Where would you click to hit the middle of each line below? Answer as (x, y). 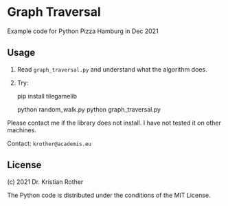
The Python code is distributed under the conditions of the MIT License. (109, 195)
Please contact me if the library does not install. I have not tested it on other (114, 123)
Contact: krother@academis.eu (49, 143)
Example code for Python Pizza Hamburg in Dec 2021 (83, 31)
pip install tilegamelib (47, 96)
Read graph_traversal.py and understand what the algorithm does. (112, 69)
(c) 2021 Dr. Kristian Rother (45, 182)
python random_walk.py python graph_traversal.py (89, 109)
